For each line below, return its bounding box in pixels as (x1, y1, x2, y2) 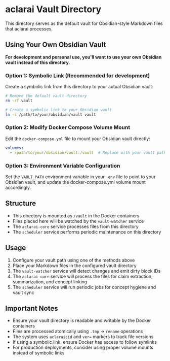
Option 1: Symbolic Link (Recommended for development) (5, 72, 150, 79)
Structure (5, 199, 36, 208)
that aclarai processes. (5, 25, 53, 31)
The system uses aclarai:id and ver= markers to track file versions (12, 334, 154, 340)
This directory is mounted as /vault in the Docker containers (12, 212, 140, 219)
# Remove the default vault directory (5, 93, 87, 99)
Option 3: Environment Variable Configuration (5, 162, 120, 169)
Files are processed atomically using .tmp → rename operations (12, 329, 143, 335)
